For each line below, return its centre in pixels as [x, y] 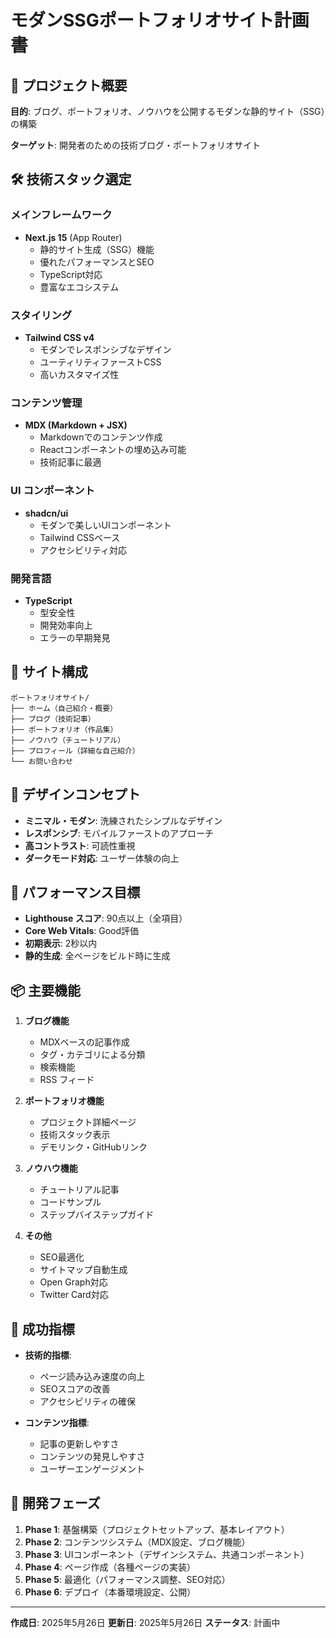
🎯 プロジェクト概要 [69, 85]
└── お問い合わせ [41, 761]
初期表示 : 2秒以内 [61, 943]
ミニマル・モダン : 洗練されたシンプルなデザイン [123, 820]
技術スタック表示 [75, 1135]
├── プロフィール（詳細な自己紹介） [75, 751]
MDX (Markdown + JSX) [76, 425]
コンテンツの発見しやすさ [92, 1456]
